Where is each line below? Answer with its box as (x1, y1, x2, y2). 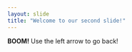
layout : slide (7, 10, 50, 18)
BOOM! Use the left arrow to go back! (7, 36, 119, 45)
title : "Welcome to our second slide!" (7, 17, 126, 24)
